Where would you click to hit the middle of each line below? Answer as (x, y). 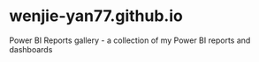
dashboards (31, 49)
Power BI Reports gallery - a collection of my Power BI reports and (130, 40)
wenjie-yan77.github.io (96, 16)
